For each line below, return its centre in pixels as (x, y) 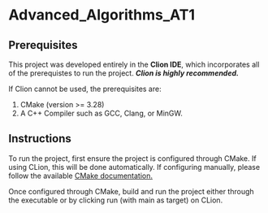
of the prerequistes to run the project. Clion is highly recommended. (124, 73)
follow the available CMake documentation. (80, 176)
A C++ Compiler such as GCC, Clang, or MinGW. (101, 113)
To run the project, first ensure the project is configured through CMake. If (133, 158)
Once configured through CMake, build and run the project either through (131, 191)
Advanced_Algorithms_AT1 (102, 15)
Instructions (40, 139)
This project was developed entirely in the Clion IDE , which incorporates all (134, 64)
